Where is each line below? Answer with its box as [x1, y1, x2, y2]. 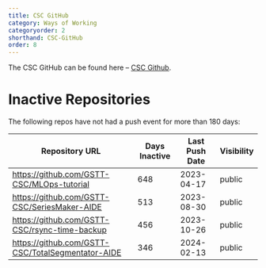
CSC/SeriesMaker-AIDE [12, 201, 102, 212]
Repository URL [40, 146, 101, 157]
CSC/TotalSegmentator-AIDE [12, 247, 122, 258]
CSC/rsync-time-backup [12, 224, 107, 235]
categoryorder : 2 [8, 26, 66, 34]
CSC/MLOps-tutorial [12, 179, 89, 190]
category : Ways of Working [8, 19, 97, 27]
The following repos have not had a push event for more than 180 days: [8, 117, 241, 127]
